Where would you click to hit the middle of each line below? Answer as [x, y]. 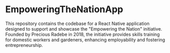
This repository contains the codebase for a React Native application [77, 23]
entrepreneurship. [24, 45]
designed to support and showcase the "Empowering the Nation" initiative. [84, 29]
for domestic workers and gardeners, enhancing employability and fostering [85, 40]
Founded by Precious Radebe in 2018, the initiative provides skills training [82, 34]
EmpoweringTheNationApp [64, 9]
